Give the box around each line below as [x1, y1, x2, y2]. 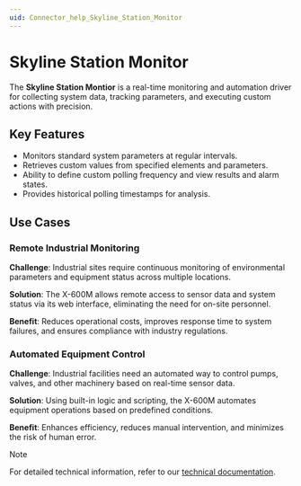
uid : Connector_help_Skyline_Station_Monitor [9, 13, 182, 22]
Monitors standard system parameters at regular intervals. [22, 150, 238, 162]
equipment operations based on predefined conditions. [9, 405, 214, 416]
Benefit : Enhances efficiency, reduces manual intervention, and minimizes [9, 422, 285, 433]
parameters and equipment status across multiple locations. [9, 271, 232, 283]
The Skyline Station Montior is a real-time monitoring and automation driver [9, 82, 292, 93]
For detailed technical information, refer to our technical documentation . [9, 466, 276, 477]
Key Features [9, 127, 85, 142]
